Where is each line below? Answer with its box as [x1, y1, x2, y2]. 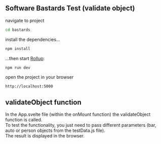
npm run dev [5, 65, 30, 70]
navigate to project [5, 17, 45, 23]
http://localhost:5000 [5, 84, 53, 89]
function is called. [5, 117, 43, 123]
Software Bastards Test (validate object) [5, 4, 135, 13]
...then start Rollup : [5, 55, 45, 61]
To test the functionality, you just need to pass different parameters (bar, [5, 122, 156, 128]
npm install [5, 46, 30, 51]
